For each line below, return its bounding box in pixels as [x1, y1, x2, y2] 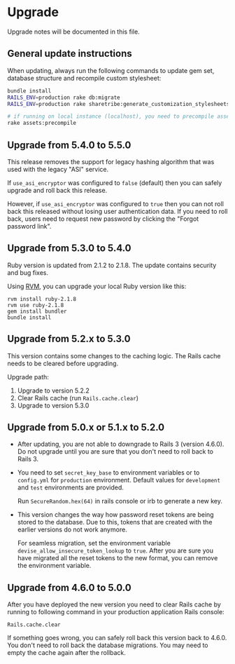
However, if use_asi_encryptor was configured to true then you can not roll [7, 199, 224, 208]
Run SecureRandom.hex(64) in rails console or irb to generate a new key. [17, 497, 222, 506]
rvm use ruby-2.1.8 [7, 301, 64, 309]
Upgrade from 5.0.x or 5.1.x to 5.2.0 [7, 421, 165, 433]
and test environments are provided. [17, 483, 124, 492]
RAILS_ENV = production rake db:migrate [7, 94, 120, 101]
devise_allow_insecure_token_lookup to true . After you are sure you [17, 546, 213, 555]
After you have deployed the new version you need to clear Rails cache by [7, 600, 222, 609]
